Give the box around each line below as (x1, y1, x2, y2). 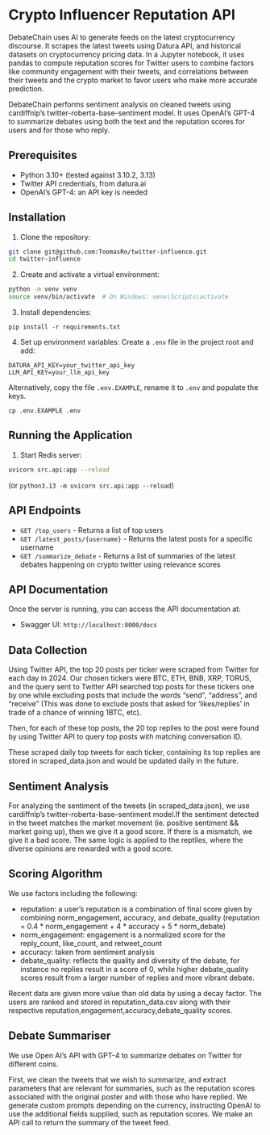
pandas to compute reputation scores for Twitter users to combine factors (8, 58, 255, 68)
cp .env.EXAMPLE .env (8, 407, 81, 415)
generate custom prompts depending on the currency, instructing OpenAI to (8, 1100, 261, 1110)
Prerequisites (8, 149, 77, 162)
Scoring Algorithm (8, 867, 103, 881)
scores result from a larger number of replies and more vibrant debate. (19, 973, 255, 982)
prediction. (8, 83, 44, 94)
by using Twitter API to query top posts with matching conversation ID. (8, 732, 243, 742)
